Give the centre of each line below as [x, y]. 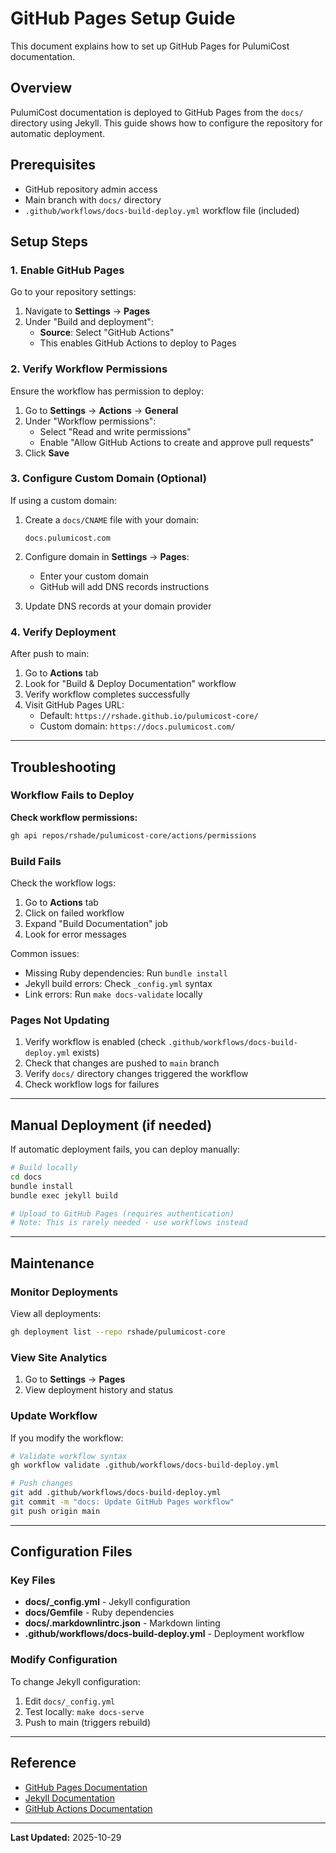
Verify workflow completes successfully [107, 694]
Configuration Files [71, 1552]
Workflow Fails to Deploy [72, 795]
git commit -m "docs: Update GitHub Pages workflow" [122, 1502]
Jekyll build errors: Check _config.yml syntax [118, 983]
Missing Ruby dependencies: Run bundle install [126, 973]
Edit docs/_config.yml [70, 1701]
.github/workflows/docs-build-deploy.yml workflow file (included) [162, 210]
